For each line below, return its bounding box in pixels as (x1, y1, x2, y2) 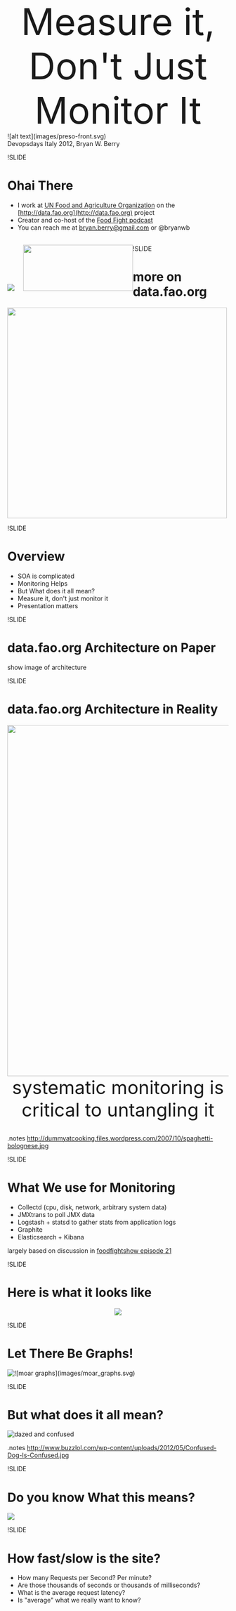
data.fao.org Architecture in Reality (7, 701, 218, 717)
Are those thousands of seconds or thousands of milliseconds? (17, 1581, 201, 1589)
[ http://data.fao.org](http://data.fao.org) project (17, 208, 155, 216)
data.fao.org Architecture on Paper (7, 640, 216, 655)
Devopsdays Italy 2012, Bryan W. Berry (7, 140, 120, 147)
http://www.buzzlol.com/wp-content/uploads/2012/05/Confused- (27, 1444, 217, 1452)
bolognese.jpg (7, 1141, 49, 1150)
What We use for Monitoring (7, 1179, 176, 1195)
